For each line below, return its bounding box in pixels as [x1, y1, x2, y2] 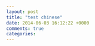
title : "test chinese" [6, 14, 63, 20]
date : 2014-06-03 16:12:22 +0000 [6, 20, 90, 26]
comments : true [6, 25, 44, 32]
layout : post [6, 8, 39, 15]
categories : [6, 31, 36, 37]
